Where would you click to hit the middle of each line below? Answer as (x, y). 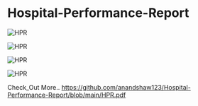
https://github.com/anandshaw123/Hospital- (126, 87)
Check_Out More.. (34, 87)
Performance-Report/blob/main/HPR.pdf (67, 95)
